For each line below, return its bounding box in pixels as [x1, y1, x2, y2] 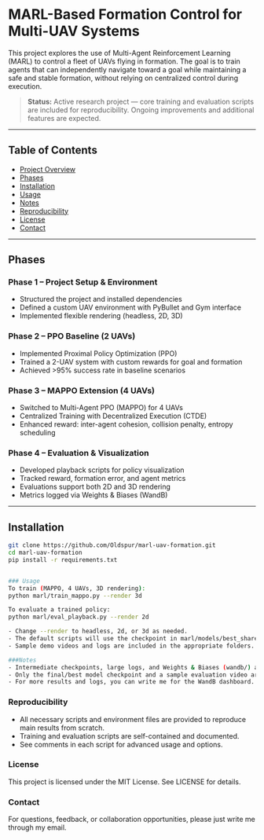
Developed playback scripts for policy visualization [19, 465, 185, 475]
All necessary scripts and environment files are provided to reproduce [19, 714, 246, 724]
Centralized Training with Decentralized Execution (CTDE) [19, 411, 207, 421]
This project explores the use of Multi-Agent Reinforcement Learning [8, 48, 231, 57]
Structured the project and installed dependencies [19, 295, 182, 304]
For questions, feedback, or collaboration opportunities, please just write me [8, 815, 255, 824]
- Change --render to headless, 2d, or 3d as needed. [8, 627, 189, 636]
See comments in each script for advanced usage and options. [19, 739, 223, 749]
